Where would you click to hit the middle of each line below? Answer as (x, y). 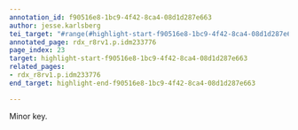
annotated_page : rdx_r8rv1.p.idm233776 (83, 42)
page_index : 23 (37, 50)
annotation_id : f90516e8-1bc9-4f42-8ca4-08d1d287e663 (111, 17)
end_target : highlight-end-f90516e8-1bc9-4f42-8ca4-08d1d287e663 (132, 83)
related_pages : (37, 67)
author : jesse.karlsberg (55, 26)
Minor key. (28, 116)
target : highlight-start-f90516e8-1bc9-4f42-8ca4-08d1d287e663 (129, 58)
